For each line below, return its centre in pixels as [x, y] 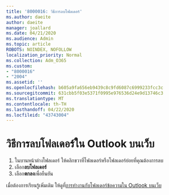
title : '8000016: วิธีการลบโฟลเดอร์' [44, 11]
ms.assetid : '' [25, 83]
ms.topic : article [28, 45]
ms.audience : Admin [30, 39]
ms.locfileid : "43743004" [37, 115]
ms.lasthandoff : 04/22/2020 [40, 110]
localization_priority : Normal [44, 55]
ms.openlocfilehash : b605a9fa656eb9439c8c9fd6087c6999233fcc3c [85, 88]
